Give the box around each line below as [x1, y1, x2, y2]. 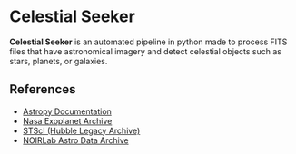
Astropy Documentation [22, 106, 112, 117]
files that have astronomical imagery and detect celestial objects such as [9, 45, 281, 56]
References [9, 82, 76, 97]
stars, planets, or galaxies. [9, 55, 108, 66]
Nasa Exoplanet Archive [22, 115, 113, 126]
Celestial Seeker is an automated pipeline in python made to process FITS [9, 36, 288, 47]
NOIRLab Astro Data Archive [22, 134, 129, 146]
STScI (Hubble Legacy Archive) [22, 125, 141, 136]
